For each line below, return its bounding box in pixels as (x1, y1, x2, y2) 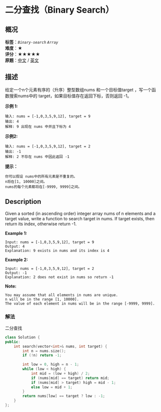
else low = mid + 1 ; (31, 385, 73, 390)
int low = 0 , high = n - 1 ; (22, 362, 79, 367)
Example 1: (5, 230, 28, 236)
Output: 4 (5, 244, 25, 249)
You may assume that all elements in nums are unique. (5, 292, 118, 297)
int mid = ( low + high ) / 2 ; (31, 371, 90, 376)
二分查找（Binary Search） (5, 4, 114, 16)
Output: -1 (5, 270, 27, 275)
